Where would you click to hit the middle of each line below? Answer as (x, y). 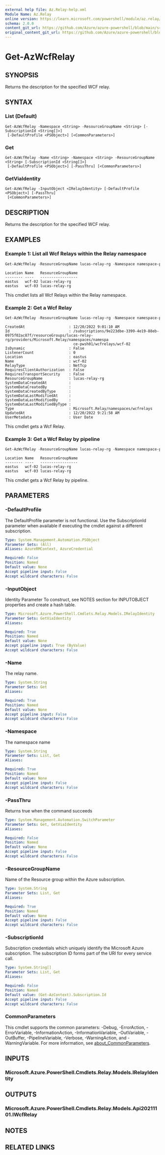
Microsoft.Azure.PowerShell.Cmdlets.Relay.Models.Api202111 (81, 1109)
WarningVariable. (23, 1043)
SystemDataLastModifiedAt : (38, 396)
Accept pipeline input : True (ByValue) (46, 646)
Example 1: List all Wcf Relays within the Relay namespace (76, 254)
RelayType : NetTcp (46, 365)
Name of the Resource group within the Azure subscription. (65, 879)
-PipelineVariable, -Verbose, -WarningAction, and (77, 1038)
